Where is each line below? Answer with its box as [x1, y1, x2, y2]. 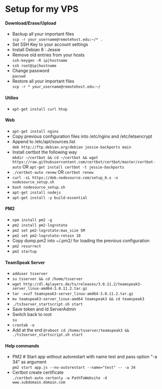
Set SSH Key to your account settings [12, 41, 88, 47]
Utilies [5, 95, 19, 101]
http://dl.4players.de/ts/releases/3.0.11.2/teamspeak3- [23, 282, 142, 287]
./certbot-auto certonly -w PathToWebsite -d [12, 376, 107, 381]
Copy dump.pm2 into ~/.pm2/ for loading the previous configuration [12, 238, 150, 243]
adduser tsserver [12, 272, 48, 276]
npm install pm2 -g [12, 218, 53, 223]
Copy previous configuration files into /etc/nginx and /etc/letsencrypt [12, 133, 153, 139]
